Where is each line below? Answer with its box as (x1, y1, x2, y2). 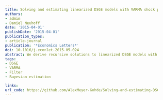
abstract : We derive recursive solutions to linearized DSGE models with (5, 52, 158, 57)
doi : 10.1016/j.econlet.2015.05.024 (5, 47, 79, 52)
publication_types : (5, 34, 45, 39)
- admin (5, 16, 21, 21)
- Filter (5, 70, 23, 75)
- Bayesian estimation (5, 74, 51, 79)
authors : (5, 12, 23, 16)
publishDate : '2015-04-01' (5, 29, 60, 34)
